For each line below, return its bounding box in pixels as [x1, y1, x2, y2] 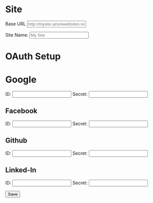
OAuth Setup [5, 51, 61, 62]
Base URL [5, 20, 26, 26]
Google [5, 74, 37, 85]
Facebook [5, 107, 38, 115]
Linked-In [5, 166, 37, 175]
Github [5, 136, 28, 145]
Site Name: [5, 32, 29, 38]
